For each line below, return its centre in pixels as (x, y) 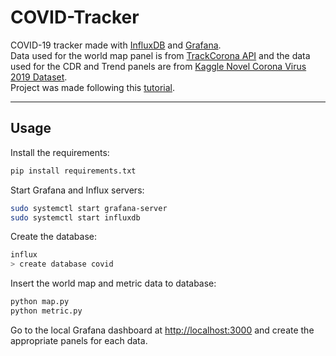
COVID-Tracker (75, 17)
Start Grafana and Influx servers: (77, 190)
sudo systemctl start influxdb (75, 217)
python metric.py (46, 311)
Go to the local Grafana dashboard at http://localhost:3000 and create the (162, 330)
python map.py (40, 302)
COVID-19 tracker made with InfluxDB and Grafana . (116, 45)
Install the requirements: (60, 152)
